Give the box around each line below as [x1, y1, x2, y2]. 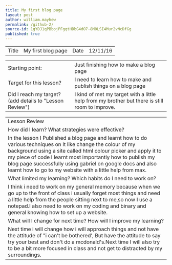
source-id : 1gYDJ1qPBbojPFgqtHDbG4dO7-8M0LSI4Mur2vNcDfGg [5, 27, 132, 32]
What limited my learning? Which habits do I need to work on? [8, 175, 157, 182]
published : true [5, 31, 40, 36]
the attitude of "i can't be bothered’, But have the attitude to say [8, 232, 161, 239]
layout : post [5, 12, 33, 17]
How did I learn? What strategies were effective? [8, 126, 124, 133]
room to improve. [74, 104, 116, 110]
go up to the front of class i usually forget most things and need [8, 190, 160, 197]
